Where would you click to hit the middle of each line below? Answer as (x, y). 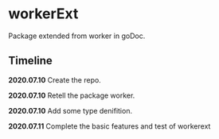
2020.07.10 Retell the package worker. (72, 95)
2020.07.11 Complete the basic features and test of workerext (109, 126)
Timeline (31, 61)
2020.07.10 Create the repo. (55, 79)
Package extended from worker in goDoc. (77, 36)
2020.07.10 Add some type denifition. (70, 110)
